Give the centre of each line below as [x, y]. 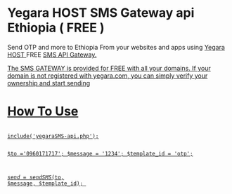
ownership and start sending [49, 83]
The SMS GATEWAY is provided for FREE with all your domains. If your [109, 68]
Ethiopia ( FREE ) [56, 28]
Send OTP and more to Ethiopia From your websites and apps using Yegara [116, 47]
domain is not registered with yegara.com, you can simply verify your [108, 76]
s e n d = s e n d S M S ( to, [36, 177]
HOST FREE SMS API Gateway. [52, 55]
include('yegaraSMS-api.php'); [53, 136]
